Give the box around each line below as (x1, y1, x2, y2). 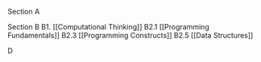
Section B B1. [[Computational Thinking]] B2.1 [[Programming (7, 22, 210, 31)
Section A (7, 7, 40, 16)
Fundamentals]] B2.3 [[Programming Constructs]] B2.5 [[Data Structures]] (7, 31, 254, 40)
